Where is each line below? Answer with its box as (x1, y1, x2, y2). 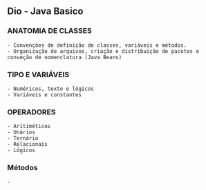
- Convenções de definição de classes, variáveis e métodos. (7, 41, 187, 49)
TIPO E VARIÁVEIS (7, 70, 70, 79)
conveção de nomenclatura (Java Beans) (7, 54, 122, 61)
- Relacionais (7, 141, 48, 148)
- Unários (7, 129, 36, 136)
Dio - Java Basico (7, 6, 84, 17)
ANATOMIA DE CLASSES (7, 26, 92, 36)
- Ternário (7, 135, 39, 142)
